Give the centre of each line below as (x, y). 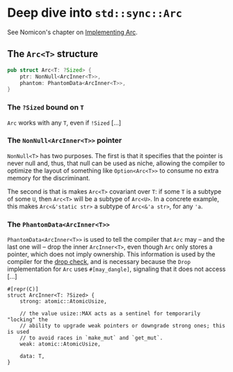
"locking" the (28, 320)
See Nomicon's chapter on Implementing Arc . (72, 32)
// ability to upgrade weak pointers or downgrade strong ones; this (123, 326)
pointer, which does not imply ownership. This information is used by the (111, 254)
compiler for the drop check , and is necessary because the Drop (99, 262)
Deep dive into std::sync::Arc (95, 13)
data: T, (32, 357)
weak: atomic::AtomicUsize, (60, 344)
